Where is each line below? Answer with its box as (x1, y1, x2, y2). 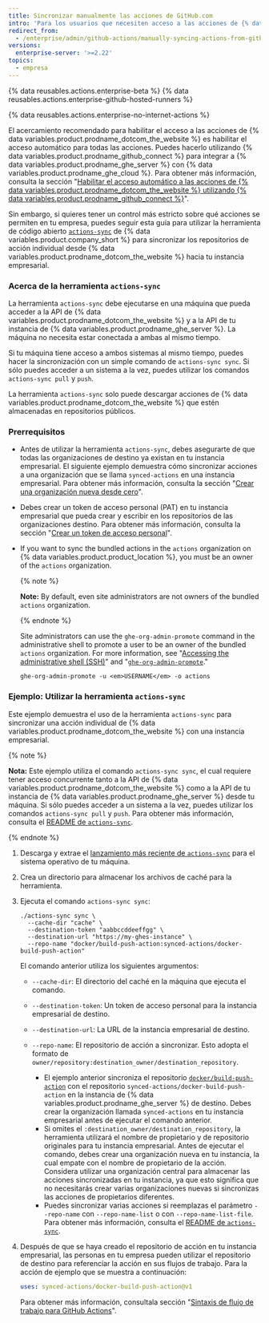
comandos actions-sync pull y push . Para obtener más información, (8, 808, 235, 818)
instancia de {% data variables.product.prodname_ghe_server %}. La (8, 324, 236, 334)
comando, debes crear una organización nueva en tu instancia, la (43, 1149, 260, 1159)
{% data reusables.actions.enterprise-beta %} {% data (8, 86, 190, 95)
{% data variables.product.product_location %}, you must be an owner (19, 552, 254, 562)
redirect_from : (8, 26, 59, 34)
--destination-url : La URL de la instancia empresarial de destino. (31, 1024, 251, 1034)
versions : (8, 42, 42, 50)
